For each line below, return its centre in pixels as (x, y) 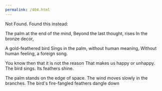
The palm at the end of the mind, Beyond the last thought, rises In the (77, 33)
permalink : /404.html (28, 10)
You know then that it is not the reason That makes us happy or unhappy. (80, 63)
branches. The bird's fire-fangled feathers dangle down (62, 83)
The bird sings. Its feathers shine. (39, 68)
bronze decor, (19, 39)
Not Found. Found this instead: (37, 24)
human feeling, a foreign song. (37, 53)
